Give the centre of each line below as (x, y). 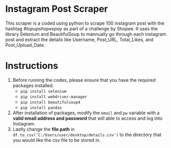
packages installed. (33, 85)
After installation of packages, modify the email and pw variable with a (86, 113)
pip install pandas (41, 108)
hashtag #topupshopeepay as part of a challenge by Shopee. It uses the (81, 28)
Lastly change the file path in (44, 129)
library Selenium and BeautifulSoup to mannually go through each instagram (86, 34)
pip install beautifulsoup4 (50, 102)
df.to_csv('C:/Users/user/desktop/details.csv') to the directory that (87, 135)
